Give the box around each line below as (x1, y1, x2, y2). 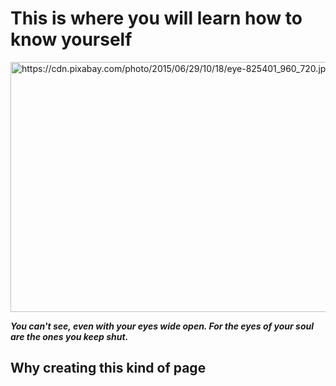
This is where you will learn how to (10, 7, 303, 30)
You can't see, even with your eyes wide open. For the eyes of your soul (10, 320, 315, 332)
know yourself (10, 28, 133, 51)
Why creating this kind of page (10, 360, 207, 377)
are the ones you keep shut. (10, 330, 129, 342)
